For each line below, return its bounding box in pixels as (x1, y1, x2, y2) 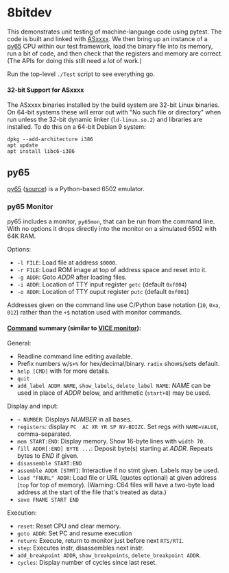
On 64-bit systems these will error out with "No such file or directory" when (7, 108, 221, 117)
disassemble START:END (16, 461, 82, 467)
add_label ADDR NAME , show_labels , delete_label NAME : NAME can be (16, 382, 211, 390)
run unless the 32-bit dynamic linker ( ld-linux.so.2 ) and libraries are (7, 115, 203, 124)
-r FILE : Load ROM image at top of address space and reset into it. (16, 266, 207, 274)
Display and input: (7, 402, 58, 411)
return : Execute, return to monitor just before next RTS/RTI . (16, 537, 184, 545)
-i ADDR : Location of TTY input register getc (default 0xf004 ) (16, 280, 187, 289)
